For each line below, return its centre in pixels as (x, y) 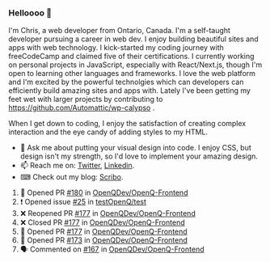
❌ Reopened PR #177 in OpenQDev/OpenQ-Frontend (108, 213)
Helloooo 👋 (30, 13)
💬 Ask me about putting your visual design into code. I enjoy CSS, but (136, 148)
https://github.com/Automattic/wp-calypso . (82, 108)
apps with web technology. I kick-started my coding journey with (116, 48)
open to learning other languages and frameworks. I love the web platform (132, 74)
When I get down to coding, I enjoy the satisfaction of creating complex (127, 124)
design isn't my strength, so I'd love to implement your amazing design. (139, 156)
